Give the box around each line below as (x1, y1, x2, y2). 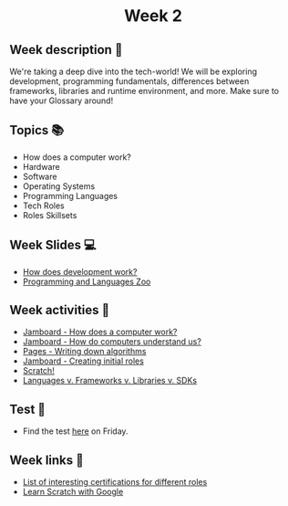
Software (22, 171, 57, 182)
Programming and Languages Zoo (22, 276, 151, 287)
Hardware (22, 161, 61, 172)
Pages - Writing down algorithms (22, 346, 147, 357)
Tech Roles (22, 200, 66, 211)
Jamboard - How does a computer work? (22, 326, 178, 338)
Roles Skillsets (22, 209, 77, 220)
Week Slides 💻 (9, 237, 98, 253)
